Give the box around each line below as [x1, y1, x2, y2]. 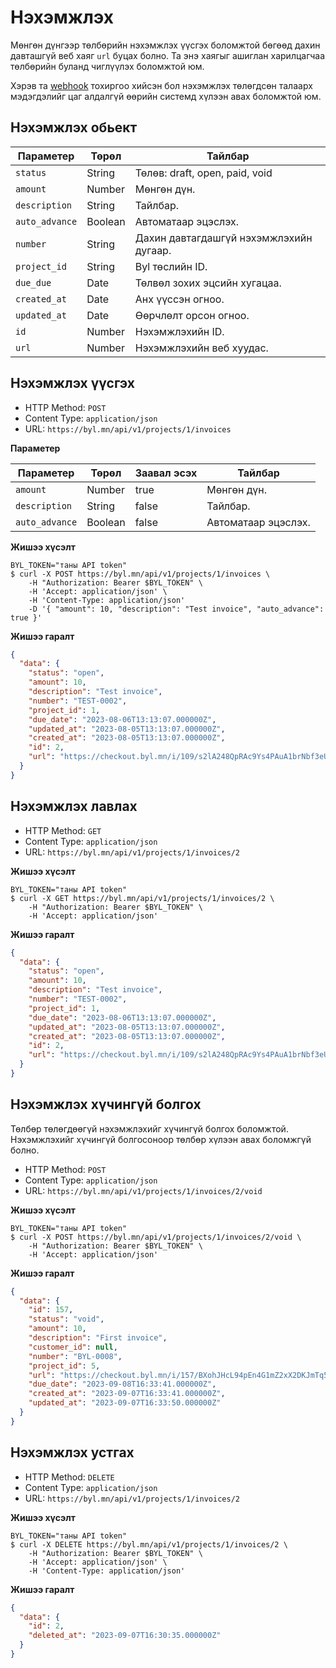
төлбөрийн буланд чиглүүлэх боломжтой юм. [10, 60, 205, 72]
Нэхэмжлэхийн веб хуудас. [134, 341, 269, 355]
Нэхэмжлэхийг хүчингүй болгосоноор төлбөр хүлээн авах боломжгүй [10, 1133, 312, 1145]
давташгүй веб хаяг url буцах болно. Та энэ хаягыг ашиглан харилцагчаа [10, 49, 326, 61]
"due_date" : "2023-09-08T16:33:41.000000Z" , [28, 1379, 217, 1390]
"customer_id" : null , [28, 1342, 118, 1352]
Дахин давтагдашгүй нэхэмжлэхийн [134, 231, 313, 245]
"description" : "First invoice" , [28, 1333, 168, 1343]
